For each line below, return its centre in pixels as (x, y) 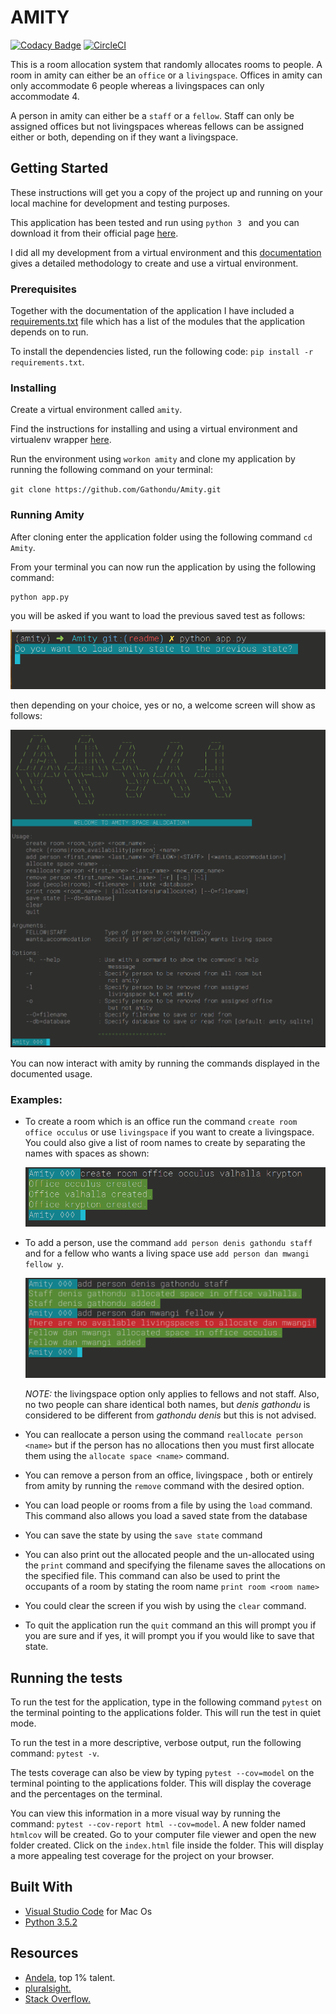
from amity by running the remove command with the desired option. (164, 1486)
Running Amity (47, 515)
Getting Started (59, 168)
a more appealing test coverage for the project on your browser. (142, 1855)
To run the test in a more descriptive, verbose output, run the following (156, 1742)
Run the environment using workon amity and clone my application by (153, 459)
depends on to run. (49, 332)
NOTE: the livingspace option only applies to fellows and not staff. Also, (172, 1394)
